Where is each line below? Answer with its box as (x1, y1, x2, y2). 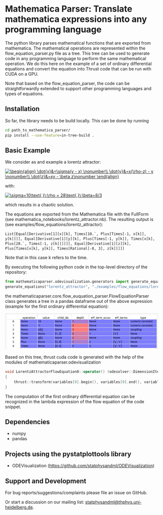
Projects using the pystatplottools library (5, 450, 131, 458)
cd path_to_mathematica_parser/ (5, 128, 70, 133)
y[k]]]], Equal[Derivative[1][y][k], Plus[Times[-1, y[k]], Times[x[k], (5, 236, 155, 241)
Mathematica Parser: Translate (5, 3, 132, 15)
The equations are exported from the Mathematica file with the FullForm (5, 211, 149, 217)
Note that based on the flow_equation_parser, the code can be (5, 80, 130, 86)
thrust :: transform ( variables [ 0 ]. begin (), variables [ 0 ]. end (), (14, 380, 142, 384)
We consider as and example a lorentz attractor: (5, 159, 101, 165)
